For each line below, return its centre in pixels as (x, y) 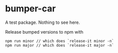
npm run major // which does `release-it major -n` (59, 45)
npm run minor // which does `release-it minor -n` (59, 41)
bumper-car (30, 9)
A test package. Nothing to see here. (43, 22)
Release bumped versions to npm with (44, 32)
